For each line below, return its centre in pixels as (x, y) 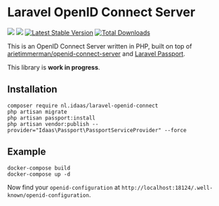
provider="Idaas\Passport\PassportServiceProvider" (84, 130)
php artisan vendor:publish (48, 124)
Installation (32, 90)
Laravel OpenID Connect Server (101, 12)
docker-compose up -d (39, 174)
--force (175, 130)
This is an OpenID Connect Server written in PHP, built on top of (100, 46)
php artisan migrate (38, 112)
